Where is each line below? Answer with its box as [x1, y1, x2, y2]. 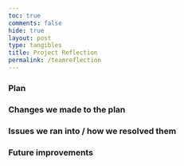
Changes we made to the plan [8, 104, 126, 115]
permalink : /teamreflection [8, 57, 102, 65]
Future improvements [8, 147, 94, 158]
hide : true [8, 26, 45, 34]
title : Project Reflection [8, 49, 98, 57]
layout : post [8, 34, 52, 42]
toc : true [8, 11, 41, 20]
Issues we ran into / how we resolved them [8, 125, 177, 136]
